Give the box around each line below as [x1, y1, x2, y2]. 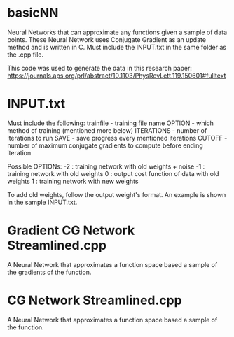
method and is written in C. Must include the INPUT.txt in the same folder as [7, 43, 226, 51]
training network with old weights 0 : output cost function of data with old [7, 169, 219, 178]
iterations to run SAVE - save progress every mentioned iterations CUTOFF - [7, 134, 228, 142]
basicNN [7, 5, 59, 21]
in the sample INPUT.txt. [7, 198, 78, 206]
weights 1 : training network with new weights [7, 177, 139, 185]
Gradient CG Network [7, 222, 135, 238]
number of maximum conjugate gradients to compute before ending [7, 141, 203, 150]
